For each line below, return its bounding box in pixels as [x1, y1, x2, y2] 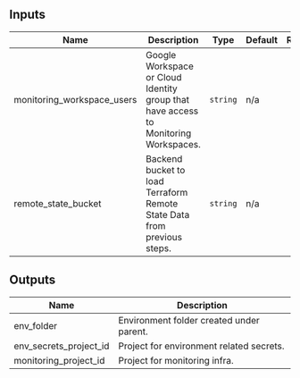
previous [146, 231, 183, 243]
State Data [146, 208, 190, 221]
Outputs [9, 273, 56, 288]
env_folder [13, 319, 58, 332]
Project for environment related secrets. [118, 340, 285, 352]
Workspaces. [146, 138, 201, 150]
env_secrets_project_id [13, 340, 110, 352]
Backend [146, 152, 183, 164]
